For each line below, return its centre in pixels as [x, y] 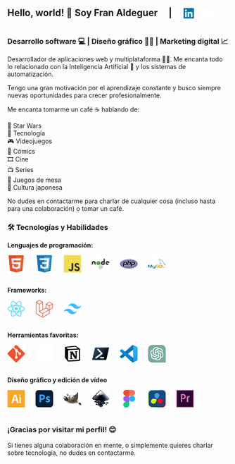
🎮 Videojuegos [30, 141]
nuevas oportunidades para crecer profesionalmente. [84, 95]
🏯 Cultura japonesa [35, 188]
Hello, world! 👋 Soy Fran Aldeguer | [90, 13]
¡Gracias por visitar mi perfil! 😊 [62, 429]
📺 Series [20, 170]
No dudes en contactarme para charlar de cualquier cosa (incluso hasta [112, 201]
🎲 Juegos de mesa [34, 180]
